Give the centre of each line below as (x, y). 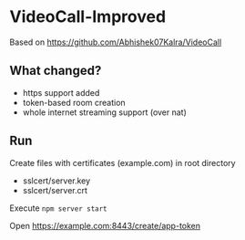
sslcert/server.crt (55, 190)
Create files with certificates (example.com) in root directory (122, 162)
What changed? (56, 71)
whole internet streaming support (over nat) (104, 112)
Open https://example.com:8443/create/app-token (105, 225)
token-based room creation (74, 102)
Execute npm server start (58, 208)
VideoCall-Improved (88, 17)
